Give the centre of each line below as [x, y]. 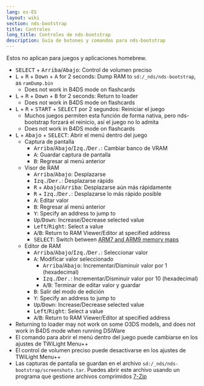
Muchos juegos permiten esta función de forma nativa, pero [100, 115]
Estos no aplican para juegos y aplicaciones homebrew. [77, 58]
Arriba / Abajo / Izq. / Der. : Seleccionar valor [91, 253]
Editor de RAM [43, 246]
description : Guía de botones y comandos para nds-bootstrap [86, 41]
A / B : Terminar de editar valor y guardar [92, 285]
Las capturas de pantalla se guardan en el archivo [78, 363]
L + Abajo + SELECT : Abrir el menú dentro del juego [81, 135]
